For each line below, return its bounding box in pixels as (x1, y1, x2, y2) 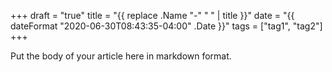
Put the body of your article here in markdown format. (10, 50, 232, 62)
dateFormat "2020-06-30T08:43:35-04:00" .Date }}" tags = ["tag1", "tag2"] (10, 20, 323, 32)
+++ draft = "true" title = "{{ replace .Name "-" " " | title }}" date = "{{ (10, 10, 295, 21)
